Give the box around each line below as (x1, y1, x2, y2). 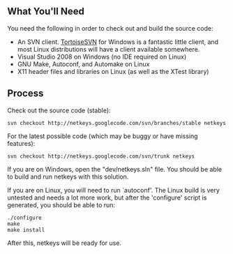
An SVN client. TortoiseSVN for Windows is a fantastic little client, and (17, 38, 218, 46)
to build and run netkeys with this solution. (7, 172, 129, 181)
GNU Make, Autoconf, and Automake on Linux (17, 59, 150, 68)
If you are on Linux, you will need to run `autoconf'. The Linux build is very (7, 186, 220, 194)
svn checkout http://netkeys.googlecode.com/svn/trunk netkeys (7, 153, 195, 160)
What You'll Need (7, 6, 85, 17)
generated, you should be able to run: (7, 200, 116, 209)
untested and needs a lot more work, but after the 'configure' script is (7, 193, 207, 202)
